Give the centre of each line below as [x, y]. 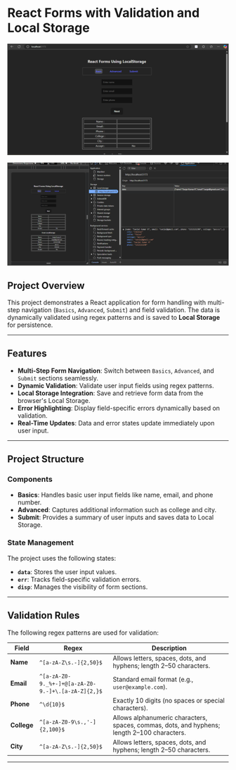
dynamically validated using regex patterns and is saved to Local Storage [113, 318]
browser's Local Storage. [54, 400]
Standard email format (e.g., [153, 679]
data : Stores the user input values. [67, 571]
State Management [41, 542]
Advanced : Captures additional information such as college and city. [117, 509]
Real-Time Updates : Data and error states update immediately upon [116, 423]
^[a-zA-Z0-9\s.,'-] [68, 722]
